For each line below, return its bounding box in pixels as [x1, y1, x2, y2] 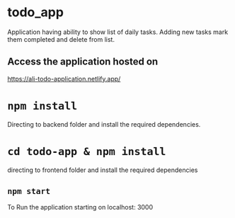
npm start [7, 186, 51, 197]
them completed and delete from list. [7, 35, 115, 43]
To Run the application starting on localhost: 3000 [7, 203, 154, 212]
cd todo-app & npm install [7, 144, 166, 158]
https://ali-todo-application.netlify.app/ [7, 74, 121, 83]
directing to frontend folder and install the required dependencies [7, 166, 198, 174]
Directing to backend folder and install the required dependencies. [7, 120, 201, 128]
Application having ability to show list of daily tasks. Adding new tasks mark [7, 28, 229, 36]
